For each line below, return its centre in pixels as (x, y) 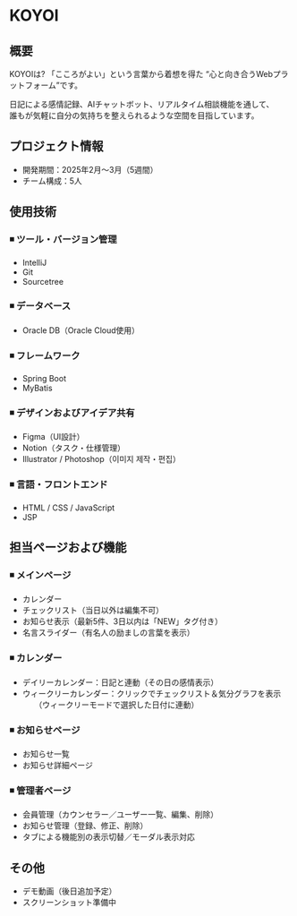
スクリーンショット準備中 (69, 903)
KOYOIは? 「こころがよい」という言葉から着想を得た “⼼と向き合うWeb (141, 74)
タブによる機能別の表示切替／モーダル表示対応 (108, 837)
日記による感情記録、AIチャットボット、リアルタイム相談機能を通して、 (142, 104)
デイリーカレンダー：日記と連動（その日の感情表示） (120, 682)
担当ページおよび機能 (68, 548)
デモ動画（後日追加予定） (69, 891)
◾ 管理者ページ (40, 791)
